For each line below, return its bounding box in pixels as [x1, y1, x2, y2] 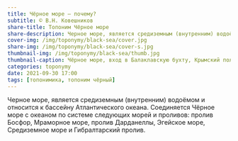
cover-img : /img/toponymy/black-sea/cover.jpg [7, 37, 147, 44]
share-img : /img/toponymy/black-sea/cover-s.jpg [7, 43, 154, 50]
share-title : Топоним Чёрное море [7, 23, 110, 30]
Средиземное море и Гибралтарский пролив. [7, 125, 146, 135]
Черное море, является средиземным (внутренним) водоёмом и [7, 96, 205, 104]
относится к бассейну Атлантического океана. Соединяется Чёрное [7, 103, 215, 112]
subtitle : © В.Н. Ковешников [7, 17, 93, 24]
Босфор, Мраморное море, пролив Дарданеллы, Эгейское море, [7, 118, 205, 127]
